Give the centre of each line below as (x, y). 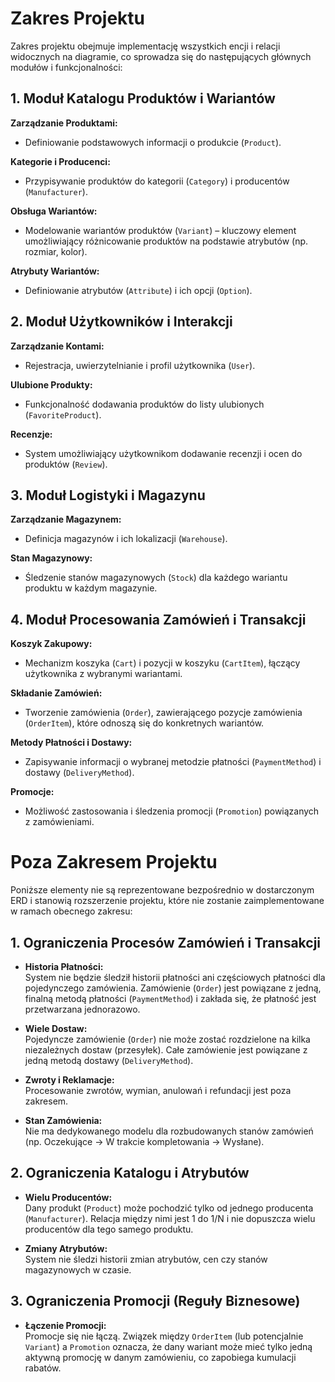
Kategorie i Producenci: (60, 161)
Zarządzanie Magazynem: (66, 519)
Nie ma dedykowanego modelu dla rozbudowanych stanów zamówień (169, 1131)
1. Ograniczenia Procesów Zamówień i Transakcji (166, 942)
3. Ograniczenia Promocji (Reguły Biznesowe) (155, 1301)
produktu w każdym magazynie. (91, 588)
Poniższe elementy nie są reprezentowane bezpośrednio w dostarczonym (162, 890)
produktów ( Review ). (66, 464)
